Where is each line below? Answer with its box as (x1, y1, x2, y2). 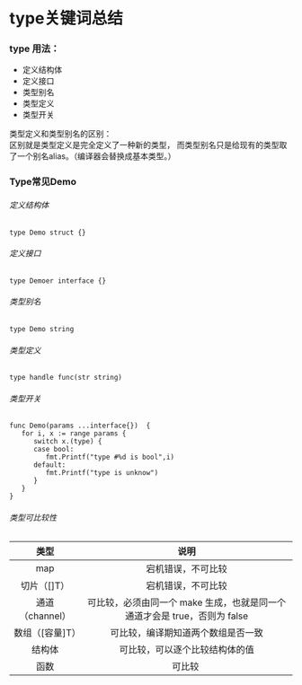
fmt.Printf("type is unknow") (45, 469, 159, 478)
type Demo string (9, 325, 75, 334)
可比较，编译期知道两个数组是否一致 (110, 626, 263, 638)
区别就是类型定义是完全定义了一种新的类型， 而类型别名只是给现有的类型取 (9, 140, 288, 151)
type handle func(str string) (9, 373, 123, 382)
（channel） (19, 610, 72, 622)
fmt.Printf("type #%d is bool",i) (45, 452, 175, 462)
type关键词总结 (9, 8, 124, 29)
